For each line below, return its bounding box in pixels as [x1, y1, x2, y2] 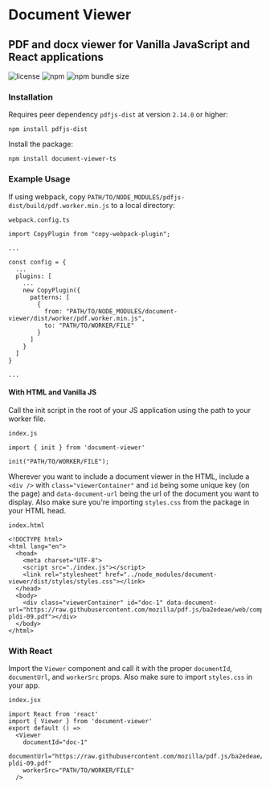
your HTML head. [8, 505, 67, 515]
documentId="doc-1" [22, 738, 88, 746]
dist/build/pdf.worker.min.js [8, 202, 110, 210]
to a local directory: [111, 200, 175, 210]
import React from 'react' [8, 710, 99, 718]
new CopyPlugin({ [22, 286, 81, 294]
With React [8, 645, 53, 656]
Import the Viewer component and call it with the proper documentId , [8, 664, 233, 673]
